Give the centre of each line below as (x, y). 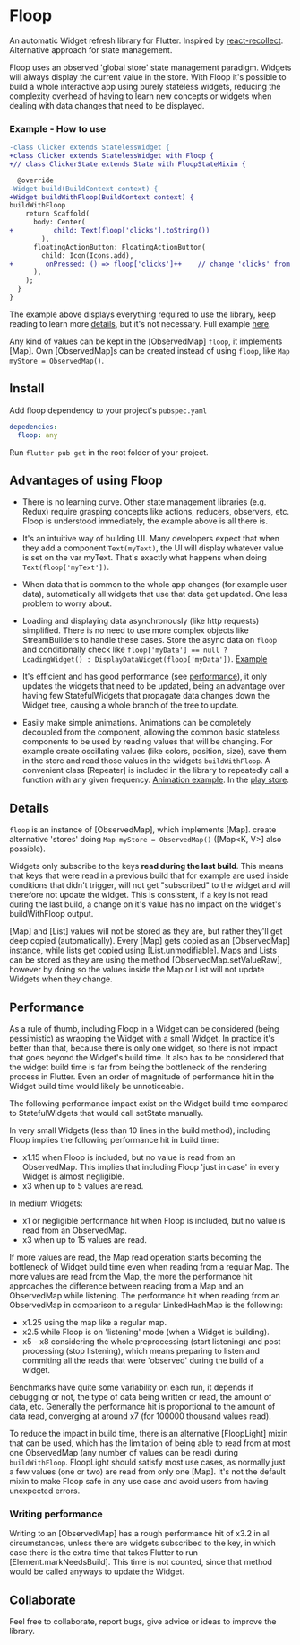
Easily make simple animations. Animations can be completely (137, 723)
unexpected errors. (45, 1491)
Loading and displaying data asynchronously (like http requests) (141, 621)
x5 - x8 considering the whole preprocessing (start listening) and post (151, 1341)
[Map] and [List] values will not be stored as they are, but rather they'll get (146, 931)
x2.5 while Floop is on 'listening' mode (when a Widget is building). (146, 1332)
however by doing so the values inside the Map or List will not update (137, 970)
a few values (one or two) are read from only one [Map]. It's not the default (147, 1471)
